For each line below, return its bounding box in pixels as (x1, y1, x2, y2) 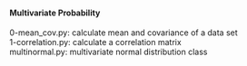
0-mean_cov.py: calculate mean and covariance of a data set (9, 27, 238, 38)
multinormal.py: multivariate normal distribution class (9, 46, 208, 58)
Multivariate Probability (9, 7, 101, 18)
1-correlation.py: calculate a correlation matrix (9, 37, 182, 48)
